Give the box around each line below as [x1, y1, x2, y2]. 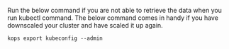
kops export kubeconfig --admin [7, 35, 103, 42]
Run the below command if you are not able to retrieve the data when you [7, 6, 222, 14]
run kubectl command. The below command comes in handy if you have [7, 13, 218, 22]
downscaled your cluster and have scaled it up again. [7, 21, 163, 29]
